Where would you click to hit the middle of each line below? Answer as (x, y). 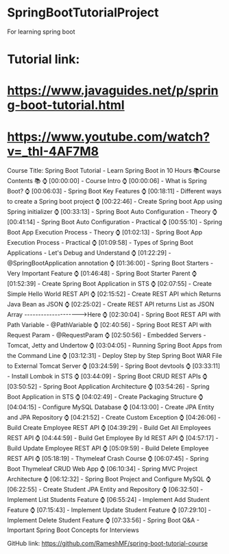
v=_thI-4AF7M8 (53, 151)
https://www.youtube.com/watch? (109, 137)
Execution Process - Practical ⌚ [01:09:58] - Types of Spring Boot (100, 243)
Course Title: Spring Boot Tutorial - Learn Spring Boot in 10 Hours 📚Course (114, 171)
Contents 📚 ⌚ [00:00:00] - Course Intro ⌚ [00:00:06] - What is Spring (107, 181)
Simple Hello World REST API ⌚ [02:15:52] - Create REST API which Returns (114, 294)
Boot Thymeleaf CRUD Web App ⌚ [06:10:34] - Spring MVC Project (102, 469)
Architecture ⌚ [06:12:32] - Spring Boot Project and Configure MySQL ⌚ (109, 479)
